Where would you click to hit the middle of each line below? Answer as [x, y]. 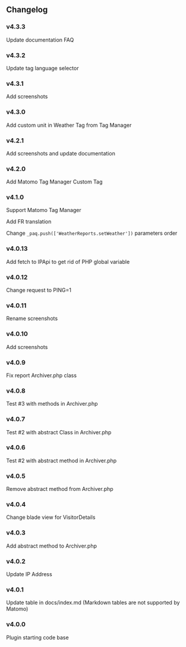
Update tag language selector [42, 68]
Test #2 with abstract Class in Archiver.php [59, 432]
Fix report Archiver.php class [42, 375]
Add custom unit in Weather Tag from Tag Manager [69, 125]
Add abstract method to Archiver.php [51, 546]
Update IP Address [29, 574]
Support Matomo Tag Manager [44, 210]
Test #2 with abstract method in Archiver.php [62, 461]
